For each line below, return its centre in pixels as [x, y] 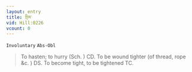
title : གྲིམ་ [19, 17]
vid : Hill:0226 [25, 23]
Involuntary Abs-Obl [31, 46]
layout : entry [24, 12]
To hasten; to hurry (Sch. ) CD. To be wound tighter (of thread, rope [103, 57]
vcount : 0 [18, 28]
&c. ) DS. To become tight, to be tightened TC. [77, 63]
